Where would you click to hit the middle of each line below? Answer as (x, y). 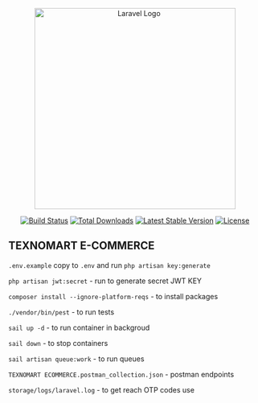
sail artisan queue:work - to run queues (76, 359)
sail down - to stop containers (58, 343)
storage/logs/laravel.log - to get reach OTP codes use (102, 389)
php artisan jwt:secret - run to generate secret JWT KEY (105, 281)
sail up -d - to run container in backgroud (79, 327)
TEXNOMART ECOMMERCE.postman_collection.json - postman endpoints (121, 374)
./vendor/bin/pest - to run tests (61, 312)
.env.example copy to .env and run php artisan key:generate (109, 265)
